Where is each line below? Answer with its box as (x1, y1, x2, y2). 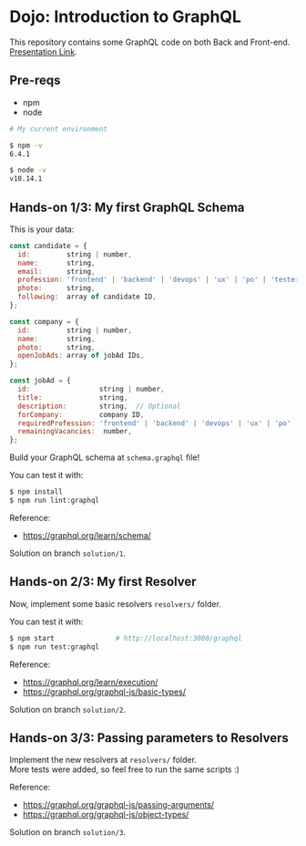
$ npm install (9, 487, 64, 496)
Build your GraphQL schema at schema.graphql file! (9, 452, 200, 463)
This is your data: (9, 224, 75, 235)
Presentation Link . (9, 46, 77, 57)
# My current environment (9, 124, 107, 133)
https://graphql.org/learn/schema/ (22, 529, 152, 540)
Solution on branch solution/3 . (9, 827, 127, 838)
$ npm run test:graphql (9, 642, 100, 652)
